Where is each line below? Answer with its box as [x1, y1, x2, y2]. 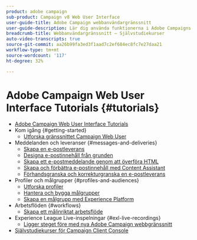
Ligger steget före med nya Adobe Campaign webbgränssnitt [23, 221, 173, 228]
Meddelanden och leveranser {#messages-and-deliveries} [14, 139, 157, 146]
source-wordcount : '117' [6, 52, 67, 58]
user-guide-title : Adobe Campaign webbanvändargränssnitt [6, 19, 152, 25]
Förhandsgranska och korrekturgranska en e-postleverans [23, 170, 166, 177]
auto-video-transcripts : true [6, 36, 81, 42]
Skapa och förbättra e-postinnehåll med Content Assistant [23, 165, 165, 172]
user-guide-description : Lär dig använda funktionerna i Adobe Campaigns [6, 25, 192, 31]
